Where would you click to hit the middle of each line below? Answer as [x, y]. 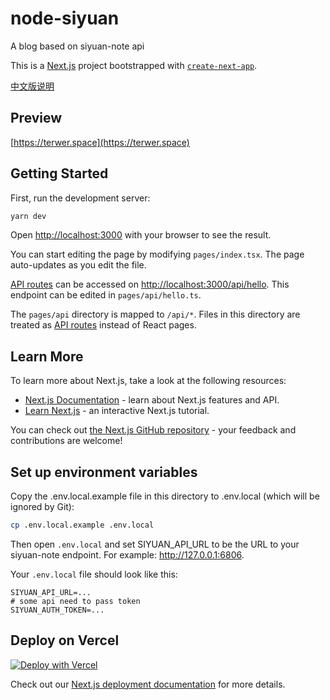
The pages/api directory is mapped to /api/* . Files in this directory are [155, 314]
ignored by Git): [42, 507]
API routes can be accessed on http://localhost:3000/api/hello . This [150, 284]
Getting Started [59, 173]
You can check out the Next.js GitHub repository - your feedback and [153, 430]
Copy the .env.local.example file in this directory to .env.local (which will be [165, 496]
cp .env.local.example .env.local [82, 525]
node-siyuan [65, 18]
